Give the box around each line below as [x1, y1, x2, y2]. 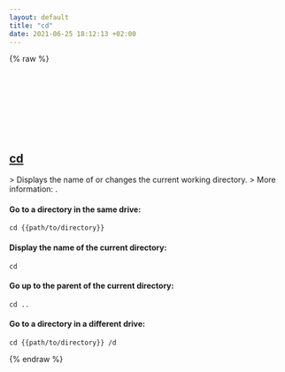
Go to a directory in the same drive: [9, 204, 142, 215]
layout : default [9, 12, 69, 22]
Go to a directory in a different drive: [9, 319, 146, 330]
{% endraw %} [9, 354, 64, 364]
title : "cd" [9, 21, 53, 30]
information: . [9, 184, 58, 194]
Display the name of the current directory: [9, 242, 167, 253]
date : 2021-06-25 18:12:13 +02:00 [9, 29, 137, 38]
